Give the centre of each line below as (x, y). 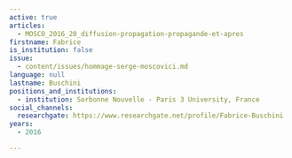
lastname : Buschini (45, 83)
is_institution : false (51, 50)
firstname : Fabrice (45, 42)
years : (21, 124)
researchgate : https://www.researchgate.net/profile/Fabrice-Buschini (150, 116)
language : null (37, 75)
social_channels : (41, 108)
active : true (33, 17)
